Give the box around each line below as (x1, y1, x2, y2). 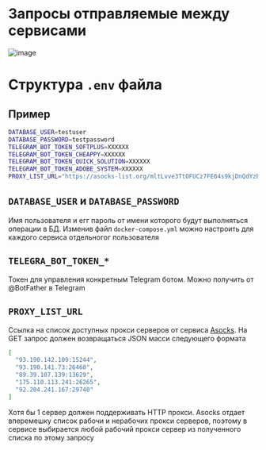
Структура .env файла (8, 76, 162, 94)
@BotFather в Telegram (8, 283, 85, 292)
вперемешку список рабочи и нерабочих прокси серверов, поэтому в (8, 416, 248, 425)
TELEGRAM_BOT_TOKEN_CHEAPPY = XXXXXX (8, 150, 126, 159)
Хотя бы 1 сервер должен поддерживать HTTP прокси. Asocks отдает (8, 407, 245, 417)
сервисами (8, 21, 87, 40)
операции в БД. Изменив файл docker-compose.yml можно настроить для (8, 224, 254, 233)
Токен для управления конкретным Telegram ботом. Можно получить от (8, 275, 254, 284)
